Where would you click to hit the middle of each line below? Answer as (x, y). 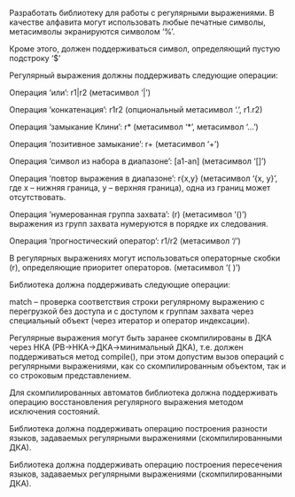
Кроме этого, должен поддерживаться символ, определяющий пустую (145, 49)
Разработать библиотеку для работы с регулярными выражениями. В (142, 13)
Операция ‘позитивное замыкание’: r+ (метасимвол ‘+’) (114, 144)
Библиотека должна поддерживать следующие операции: (120, 284)
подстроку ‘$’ (35, 58)
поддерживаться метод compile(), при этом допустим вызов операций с (147, 357)
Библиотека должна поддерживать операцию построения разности (138, 428)
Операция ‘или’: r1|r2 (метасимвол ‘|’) (80, 93)
